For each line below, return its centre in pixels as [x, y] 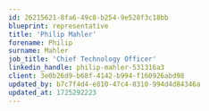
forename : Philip [41, 43]
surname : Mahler [38, 51]
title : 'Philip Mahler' [53, 34]
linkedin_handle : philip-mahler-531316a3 [87, 68]
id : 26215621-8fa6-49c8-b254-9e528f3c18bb [88, 17]
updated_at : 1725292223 [53, 92]
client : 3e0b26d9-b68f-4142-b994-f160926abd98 [96, 76]
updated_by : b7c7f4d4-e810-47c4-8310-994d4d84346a [104, 84]
